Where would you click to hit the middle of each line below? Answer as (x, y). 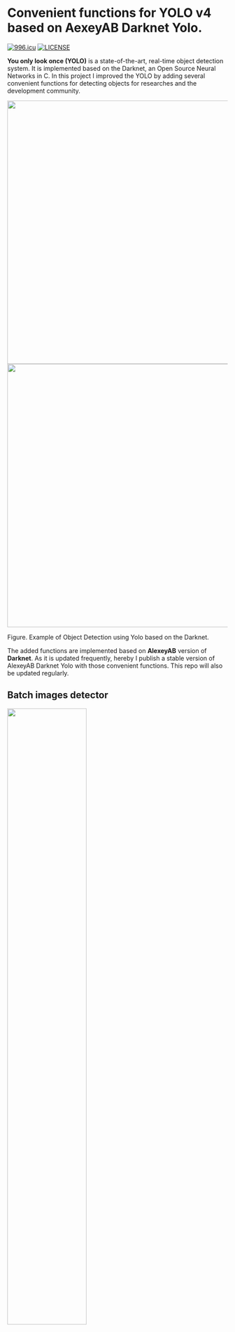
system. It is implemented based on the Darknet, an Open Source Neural (112, 68)
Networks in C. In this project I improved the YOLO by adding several (106, 76)
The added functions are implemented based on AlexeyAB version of (107, 650)
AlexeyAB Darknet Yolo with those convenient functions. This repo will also (115, 666)
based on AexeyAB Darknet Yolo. (105, 28)
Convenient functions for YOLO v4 (109, 13)
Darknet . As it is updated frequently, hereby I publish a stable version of (111, 658)
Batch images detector (58, 695)
